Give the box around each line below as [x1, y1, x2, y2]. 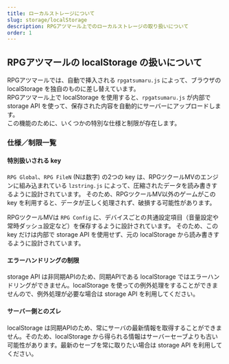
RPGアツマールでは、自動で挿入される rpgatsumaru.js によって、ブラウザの [7, 76, 221, 85]
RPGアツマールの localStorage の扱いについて [7, 56, 202, 68]
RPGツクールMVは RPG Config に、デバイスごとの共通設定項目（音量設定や [7, 213, 219, 222]
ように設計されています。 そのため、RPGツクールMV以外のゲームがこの [12, 190, 216, 198]
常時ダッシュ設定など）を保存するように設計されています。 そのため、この [7, 222, 219, 231]
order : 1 [7, 29, 32, 36]
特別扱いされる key [7, 156, 62, 164]
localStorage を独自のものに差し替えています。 [7, 85, 140, 93]
